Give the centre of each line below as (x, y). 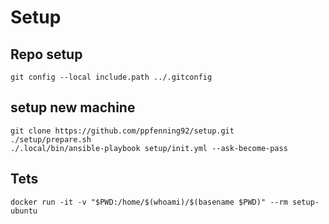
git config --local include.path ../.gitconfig (111, 77)
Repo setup (46, 54)
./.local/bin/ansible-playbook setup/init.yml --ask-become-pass (149, 148)
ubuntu (24, 211)
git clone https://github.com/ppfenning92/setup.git (122, 131)
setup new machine (73, 107)
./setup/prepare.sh (51, 139)
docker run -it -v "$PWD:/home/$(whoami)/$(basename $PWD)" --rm (149, 202)
